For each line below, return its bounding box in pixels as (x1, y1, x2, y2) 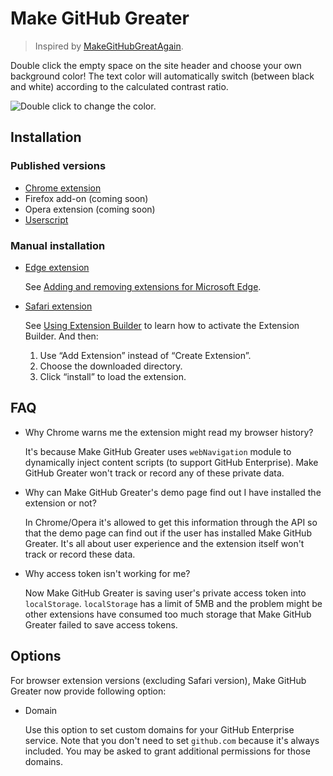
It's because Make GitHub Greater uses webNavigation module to (24, 445, 292, 457)
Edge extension (24, 261, 90, 273)
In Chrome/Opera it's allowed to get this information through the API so (24, 516, 318, 528)
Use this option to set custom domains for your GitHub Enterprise (24, 723, 295, 736)
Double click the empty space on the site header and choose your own (10, 59, 302, 71)
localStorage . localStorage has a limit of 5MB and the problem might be (24, 597, 323, 609)
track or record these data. (24, 548, 136, 560)
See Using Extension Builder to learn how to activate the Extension (24, 319, 300, 331)
